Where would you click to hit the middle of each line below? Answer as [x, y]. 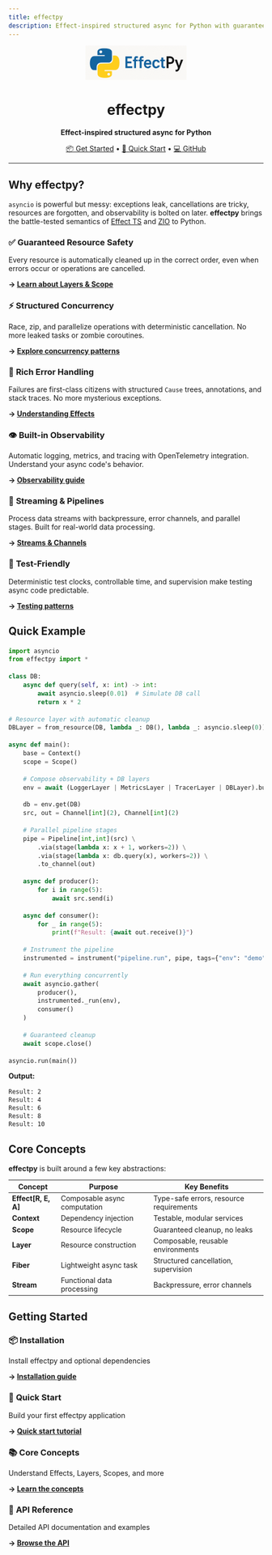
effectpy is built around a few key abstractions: [87, 1169]
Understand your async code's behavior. [76, 465]
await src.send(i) [83, 899]
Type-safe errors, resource [199, 1199]
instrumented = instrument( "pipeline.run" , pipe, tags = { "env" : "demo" [144, 958]
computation [82, 1207]
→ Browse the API [39, 1543]
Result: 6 [25, 1108]
